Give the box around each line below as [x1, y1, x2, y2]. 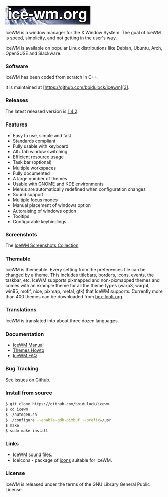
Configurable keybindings [12, 218, 67, 224]
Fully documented [12, 170, 50, 176]
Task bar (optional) [12, 159, 52, 165]
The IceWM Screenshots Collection [5, 242, 79, 248]
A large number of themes [12, 175, 67, 181]
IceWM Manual [12, 342, 44, 348]
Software [5, 63, 29, 70]
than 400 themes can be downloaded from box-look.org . [5, 294, 124, 300]
